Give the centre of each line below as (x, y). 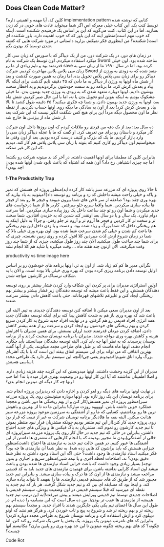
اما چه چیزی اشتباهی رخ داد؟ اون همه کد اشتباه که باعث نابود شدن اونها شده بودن (80, 162)
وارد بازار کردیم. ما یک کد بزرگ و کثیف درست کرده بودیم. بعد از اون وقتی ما (74, 137)
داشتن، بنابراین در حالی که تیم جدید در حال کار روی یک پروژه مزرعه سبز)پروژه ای (80, 432)
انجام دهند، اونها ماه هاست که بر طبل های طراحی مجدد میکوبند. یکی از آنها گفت (78, 346)
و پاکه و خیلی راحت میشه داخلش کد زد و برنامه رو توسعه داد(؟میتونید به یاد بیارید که (81, 195)
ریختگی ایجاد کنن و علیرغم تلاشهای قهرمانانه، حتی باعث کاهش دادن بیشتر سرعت (79, 295)
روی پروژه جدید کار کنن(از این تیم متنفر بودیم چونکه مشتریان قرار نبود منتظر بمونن (81, 422)
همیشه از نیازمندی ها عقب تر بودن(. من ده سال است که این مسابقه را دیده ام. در (79, 500)
